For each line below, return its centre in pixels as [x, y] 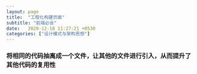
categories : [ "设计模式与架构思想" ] [48, 34]
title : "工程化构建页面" [36, 17]
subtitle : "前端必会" [32, 23]
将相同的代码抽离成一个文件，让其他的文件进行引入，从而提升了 [99, 56]
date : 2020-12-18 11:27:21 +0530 [51, 28]
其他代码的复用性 [31, 65]
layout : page [23, 12]
